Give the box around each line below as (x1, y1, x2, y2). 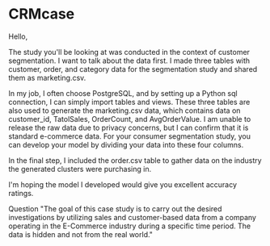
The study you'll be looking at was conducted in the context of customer (8, 47, 251, 56)
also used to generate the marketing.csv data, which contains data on (8, 106, 241, 115)
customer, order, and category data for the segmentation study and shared (8, 64, 258, 73)
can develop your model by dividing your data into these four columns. (8, 140, 244, 149)
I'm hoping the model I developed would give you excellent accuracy (8, 179, 237, 190)
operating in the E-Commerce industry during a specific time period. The (8, 221, 251, 231)
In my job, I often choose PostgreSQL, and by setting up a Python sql (8, 88, 238, 98)
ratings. (8, 188, 34, 198)
